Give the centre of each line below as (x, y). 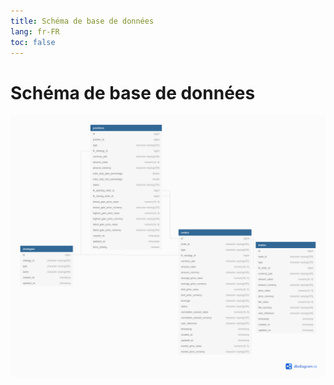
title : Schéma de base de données (82, 21)
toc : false (33, 42)
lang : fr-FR (35, 31)
